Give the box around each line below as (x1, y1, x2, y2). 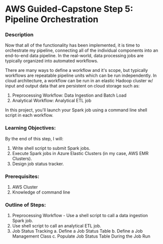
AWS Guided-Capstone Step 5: (5, 3, 134, 15)
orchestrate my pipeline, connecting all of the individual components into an (5, 47, 158, 53)
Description (5, 31, 34, 38)
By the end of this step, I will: (5, 135, 64, 141)
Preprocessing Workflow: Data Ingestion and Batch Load (12, 92, 127, 98)
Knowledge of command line (12, 189, 70, 195)
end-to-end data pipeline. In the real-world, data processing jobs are (5, 53, 144, 59)
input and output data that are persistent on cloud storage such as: (5, 83, 140, 89)
